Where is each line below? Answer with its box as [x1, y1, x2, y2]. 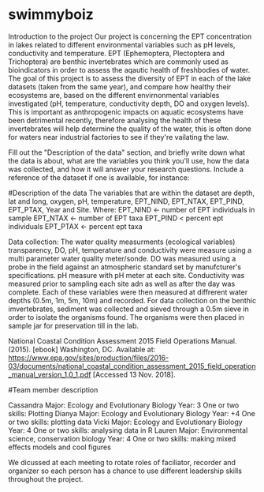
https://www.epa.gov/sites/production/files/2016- [8, 353, 169, 362]
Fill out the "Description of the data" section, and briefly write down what [8, 148, 246, 157]
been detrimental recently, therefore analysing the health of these [8, 115, 221, 125]
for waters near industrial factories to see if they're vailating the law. [8, 132, 229, 141]
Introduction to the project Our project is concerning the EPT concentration [8, 32, 252, 41]
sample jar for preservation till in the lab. [8, 321, 139, 330]
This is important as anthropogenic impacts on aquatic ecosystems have [8, 107, 244, 116]
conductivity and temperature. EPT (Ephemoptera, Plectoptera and [8, 48, 225, 58]
